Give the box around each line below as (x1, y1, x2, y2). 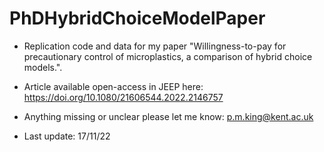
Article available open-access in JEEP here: (23, 80, 204, 92)
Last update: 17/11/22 (23, 130, 111, 142)
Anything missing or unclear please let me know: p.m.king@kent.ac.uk (23, 110, 314, 122)
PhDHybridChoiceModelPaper (9, 7, 266, 30)
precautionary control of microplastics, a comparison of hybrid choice (23, 50, 313, 62)
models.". (23, 61, 63, 73)
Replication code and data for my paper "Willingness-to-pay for (23, 40, 287, 52)
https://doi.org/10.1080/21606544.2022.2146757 (23, 91, 224, 103)
